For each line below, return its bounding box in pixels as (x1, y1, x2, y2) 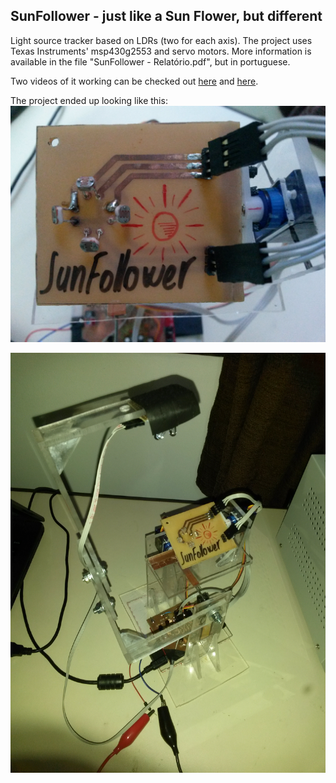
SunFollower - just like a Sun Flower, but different (10, 8, 323, 25)
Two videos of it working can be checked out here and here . (10, 75, 259, 87)
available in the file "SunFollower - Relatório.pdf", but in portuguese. (10, 55, 291, 68)
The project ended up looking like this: (10, 94, 168, 106)
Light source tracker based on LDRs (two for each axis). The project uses (10, 34, 313, 46)
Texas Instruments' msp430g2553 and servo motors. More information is (10, 45, 312, 57)
